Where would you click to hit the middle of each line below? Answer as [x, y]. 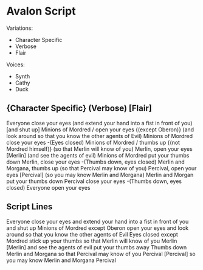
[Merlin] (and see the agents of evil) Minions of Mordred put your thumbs [98, 155]
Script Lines [29, 207]
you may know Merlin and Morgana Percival [61, 260]
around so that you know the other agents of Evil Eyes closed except [92, 234]
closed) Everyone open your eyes [48, 187]
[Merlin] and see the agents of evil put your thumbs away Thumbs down [97, 247]
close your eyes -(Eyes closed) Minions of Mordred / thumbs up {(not [93, 142]
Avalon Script [41, 11]
